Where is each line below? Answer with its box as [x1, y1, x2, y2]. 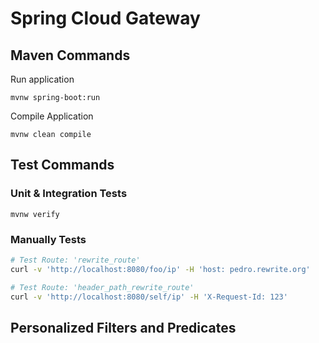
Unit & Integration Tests [10, 187, 128, 201]
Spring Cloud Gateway [10, 7, 201, 30]
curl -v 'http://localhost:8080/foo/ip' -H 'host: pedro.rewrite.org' [10, 264, 311, 274]
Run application [10, 73, 75, 85]
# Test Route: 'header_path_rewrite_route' [10, 282, 195, 292]
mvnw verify [10, 209, 60, 219]
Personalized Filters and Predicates [10, 319, 237, 336]
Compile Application [10, 110, 94, 122]
